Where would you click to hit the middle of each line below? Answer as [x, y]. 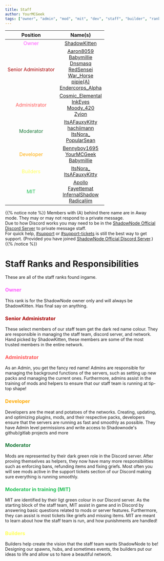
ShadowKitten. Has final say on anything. [46, 306]
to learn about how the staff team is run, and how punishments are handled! [81, 521]
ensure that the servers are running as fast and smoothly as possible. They [80, 422]
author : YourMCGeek [25, 14]
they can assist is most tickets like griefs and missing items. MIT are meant [80, 516]
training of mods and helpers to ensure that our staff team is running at [76, 383]
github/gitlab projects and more [37, 433]
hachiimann [81, 128]
